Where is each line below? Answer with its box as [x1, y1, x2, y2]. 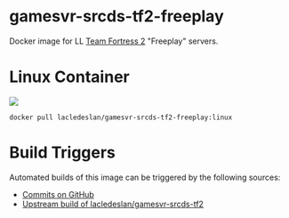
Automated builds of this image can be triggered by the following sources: [9, 172, 281, 182]
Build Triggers [9, 142, 116, 163]
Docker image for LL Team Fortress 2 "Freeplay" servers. [9, 36, 219, 46]
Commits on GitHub [21, 189, 95, 199]
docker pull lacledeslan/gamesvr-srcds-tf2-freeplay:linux [9, 113, 233, 122]
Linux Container [9, 67, 131, 87]
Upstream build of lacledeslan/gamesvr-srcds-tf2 [21, 198, 205, 209]
